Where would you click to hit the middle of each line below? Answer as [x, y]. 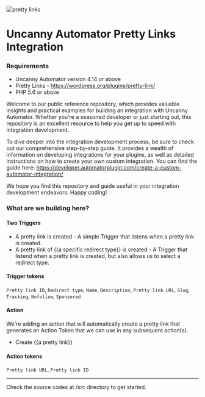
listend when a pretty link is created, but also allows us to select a [98, 256]
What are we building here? [48, 209]
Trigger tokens [25, 276]
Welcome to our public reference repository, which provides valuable [93, 104]
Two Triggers [23, 223]
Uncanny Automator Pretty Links [91, 34]
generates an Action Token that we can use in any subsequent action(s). [97, 331]
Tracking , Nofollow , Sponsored [44, 296]
